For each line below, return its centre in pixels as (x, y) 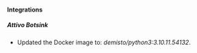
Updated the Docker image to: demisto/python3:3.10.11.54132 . (104, 42)
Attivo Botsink (28, 25)
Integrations (25, 10)
